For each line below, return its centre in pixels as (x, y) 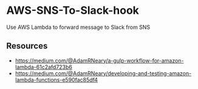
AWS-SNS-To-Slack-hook (73, 11)
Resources (27, 46)
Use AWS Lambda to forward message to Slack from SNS (78, 27)
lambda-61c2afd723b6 (44, 67)
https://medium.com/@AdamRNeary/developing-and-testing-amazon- (103, 73)
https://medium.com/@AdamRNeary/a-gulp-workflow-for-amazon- (99, 60)
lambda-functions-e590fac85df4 (56, 79)
